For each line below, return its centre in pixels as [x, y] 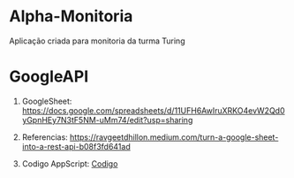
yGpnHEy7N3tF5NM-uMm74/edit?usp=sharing [107, 120]
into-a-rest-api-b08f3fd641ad [76, 146]
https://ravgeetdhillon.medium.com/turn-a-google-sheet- [174, 137]
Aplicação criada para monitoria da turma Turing [97, 41]
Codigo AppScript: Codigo [70, 163]
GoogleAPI [49, 77]
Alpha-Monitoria [71, 16]
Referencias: [45, 137]
